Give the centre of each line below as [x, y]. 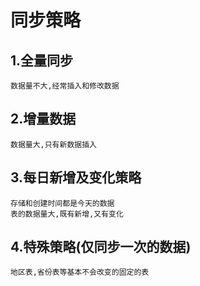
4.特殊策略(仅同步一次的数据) [101, 247]
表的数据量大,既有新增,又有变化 [67, 214]
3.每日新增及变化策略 [76, 177]
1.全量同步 [42, 60]
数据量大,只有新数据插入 [53, 144]
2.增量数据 [43, 119]
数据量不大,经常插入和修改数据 [65, 86]
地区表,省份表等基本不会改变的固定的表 [80, 272]
